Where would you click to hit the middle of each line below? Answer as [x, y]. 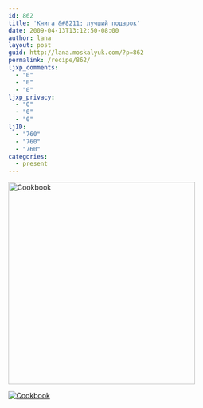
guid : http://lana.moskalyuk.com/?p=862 [76, 53]
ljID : [17, 127]
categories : [28, 156]
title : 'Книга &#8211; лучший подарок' [74, 23]
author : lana [30, 38]
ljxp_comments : [33, 68]
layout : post [30, 45]
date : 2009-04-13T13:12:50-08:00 [64, 30]
